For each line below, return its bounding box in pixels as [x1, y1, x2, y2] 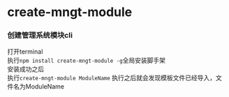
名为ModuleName [13, 82, 65, 91]
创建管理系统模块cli [7, 31, 73, 40]
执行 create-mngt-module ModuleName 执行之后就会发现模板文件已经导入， [7, 74, 216, 82]
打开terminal [7, 47, 43, 56]
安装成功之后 [7, 65, 44, 73]
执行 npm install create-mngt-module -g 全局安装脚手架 [7, 57, 166, 65]
